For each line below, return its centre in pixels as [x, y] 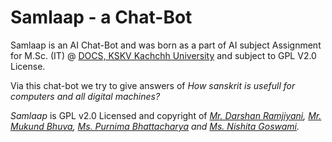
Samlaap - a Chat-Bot [101, 17]
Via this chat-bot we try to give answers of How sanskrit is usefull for [153, 85]
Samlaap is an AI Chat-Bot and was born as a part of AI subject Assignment [166, 45]
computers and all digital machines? [85, 96]
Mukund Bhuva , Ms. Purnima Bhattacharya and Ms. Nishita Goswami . [155, 126]
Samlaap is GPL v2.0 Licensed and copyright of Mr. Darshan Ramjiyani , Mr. [166, 115]
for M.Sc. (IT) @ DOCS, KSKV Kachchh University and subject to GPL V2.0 [163, 55]
